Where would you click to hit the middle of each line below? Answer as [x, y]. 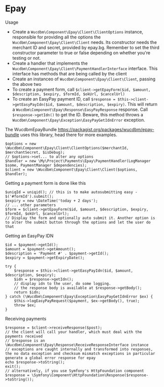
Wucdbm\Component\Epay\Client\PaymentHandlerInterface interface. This [85, 68]
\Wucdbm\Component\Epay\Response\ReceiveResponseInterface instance [77, 345]
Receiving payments [26, 318]
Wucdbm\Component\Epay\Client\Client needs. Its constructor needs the [84, 42]
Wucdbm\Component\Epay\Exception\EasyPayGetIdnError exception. [79, 120]
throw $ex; [25, 305]
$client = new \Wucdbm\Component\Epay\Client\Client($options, [71, 170]
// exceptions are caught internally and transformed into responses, [79, 349]
